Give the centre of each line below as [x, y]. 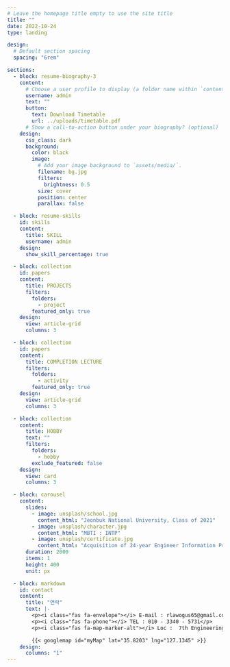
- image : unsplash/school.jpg [75, 514]
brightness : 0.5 [67, 185]
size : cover [54, 191]
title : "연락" [44, 603]
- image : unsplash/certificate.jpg [82, 539]
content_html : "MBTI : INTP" [79, 533]
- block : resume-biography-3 [55, 76]
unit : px [38, 571]
